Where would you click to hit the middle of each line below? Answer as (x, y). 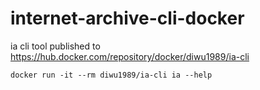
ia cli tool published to (55, 46)
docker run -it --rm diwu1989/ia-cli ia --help (111, 75)
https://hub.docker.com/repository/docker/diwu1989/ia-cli (130, 56)
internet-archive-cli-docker (127, 18)
